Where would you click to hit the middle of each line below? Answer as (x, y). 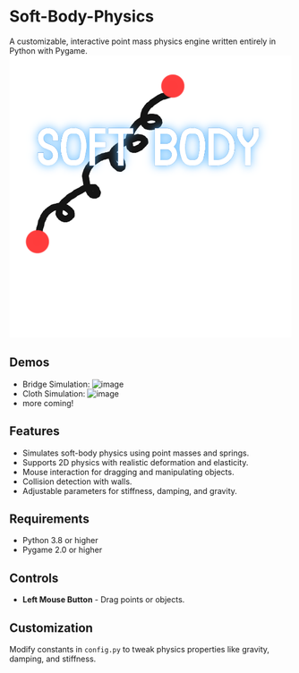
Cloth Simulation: (54, 393)
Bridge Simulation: (56, 384)
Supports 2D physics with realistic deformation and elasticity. (135, 462)
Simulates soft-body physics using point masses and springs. (136, 453)
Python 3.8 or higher (60, 541)
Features (34, 431)
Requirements (49, 519)
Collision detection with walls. (77, 481)
